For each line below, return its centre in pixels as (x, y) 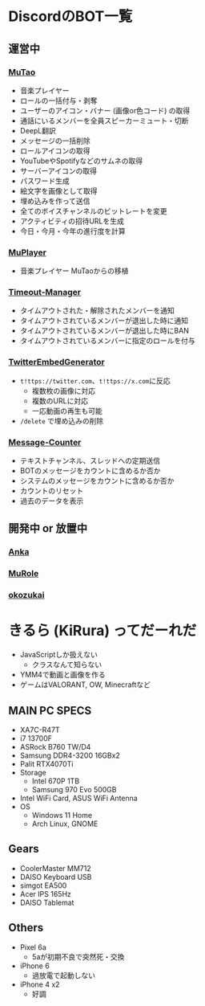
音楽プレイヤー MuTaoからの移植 (74, 271)
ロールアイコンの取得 (55, 150)
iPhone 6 (34, 966)
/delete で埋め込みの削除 (62, 421)
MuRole (24, 574)
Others (26, 928)
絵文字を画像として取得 (58, 190)
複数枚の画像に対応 (64, 391)
